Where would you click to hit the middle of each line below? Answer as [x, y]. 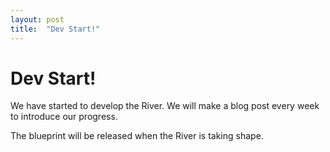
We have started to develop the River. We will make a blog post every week [165, 106]
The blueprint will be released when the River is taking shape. [137, 136]
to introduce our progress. [64, 117]
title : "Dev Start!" [55, 29]
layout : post [37, 19]
